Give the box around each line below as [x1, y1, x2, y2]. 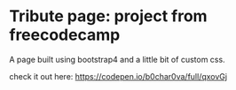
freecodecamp [9, 25, 121, 45]
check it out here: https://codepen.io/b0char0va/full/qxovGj [9, 71, 228, 81]
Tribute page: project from [9, 6, 208, 26]
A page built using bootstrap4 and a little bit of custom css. [9, 54, 225, 64]
